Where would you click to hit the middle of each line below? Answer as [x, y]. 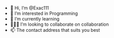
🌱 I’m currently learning [35, 19]
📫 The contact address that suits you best [55, 30]
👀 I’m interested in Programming [44, 13]
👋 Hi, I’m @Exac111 [30, 8]
